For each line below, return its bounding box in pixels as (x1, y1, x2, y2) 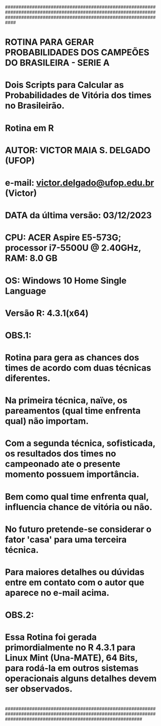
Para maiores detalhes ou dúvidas (5, 567, 145, 578)
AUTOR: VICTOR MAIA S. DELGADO (5, 144, 151, 156)
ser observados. (5, 683, 73, 694)
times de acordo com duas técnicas (5, 362, 151, 373)
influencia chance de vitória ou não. (5, 501, 153, 513)
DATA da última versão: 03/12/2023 (5, 210, 152, 221)
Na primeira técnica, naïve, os (5, 395, 128, 406)
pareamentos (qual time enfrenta (5, 406, 141, 416)
